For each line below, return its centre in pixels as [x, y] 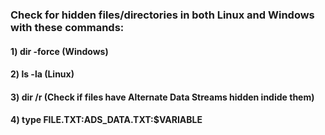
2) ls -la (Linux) [42, 74]
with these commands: [67, 27]
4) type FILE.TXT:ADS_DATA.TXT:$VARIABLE [106, 120]
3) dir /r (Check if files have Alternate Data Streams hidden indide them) [162, 97]
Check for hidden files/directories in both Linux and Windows [162, 15]
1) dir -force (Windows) [59, 51]
